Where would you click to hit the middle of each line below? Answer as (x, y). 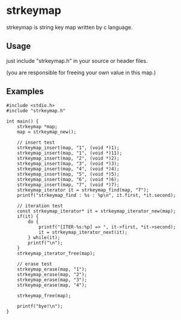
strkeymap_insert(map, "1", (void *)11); (69, 153)
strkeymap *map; (38, 126)
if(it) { (28, 216)
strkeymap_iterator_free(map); (56, 253)
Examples (25, 91)
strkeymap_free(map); (44, 296)
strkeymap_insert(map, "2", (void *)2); (68, 158)
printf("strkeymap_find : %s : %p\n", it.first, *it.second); (97, 195)
